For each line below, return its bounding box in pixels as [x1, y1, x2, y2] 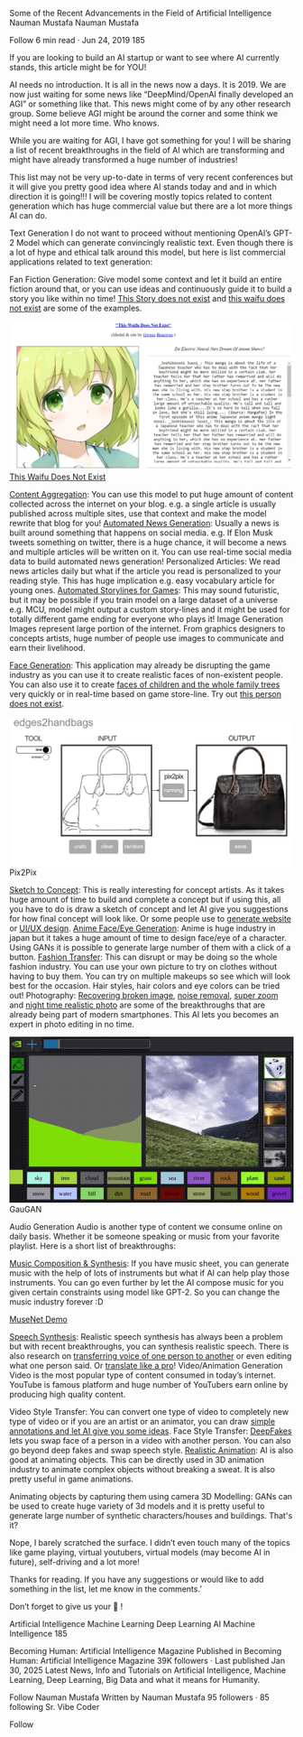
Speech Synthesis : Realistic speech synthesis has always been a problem [9, 1332, 283, 1342]
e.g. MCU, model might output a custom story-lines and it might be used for [9, 604, 290, 615]
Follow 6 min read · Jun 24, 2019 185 [9, 35, 146, 45]
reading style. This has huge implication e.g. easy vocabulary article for [9, 575, 275, 586]
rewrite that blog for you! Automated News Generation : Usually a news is [9, 518, 280, 529]
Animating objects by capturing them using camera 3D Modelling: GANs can [9, 1491, 293, 1502]
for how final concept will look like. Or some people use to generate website [9, 913, 291, 924]
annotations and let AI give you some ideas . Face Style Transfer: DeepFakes [9, 1426, 292, 1436]
